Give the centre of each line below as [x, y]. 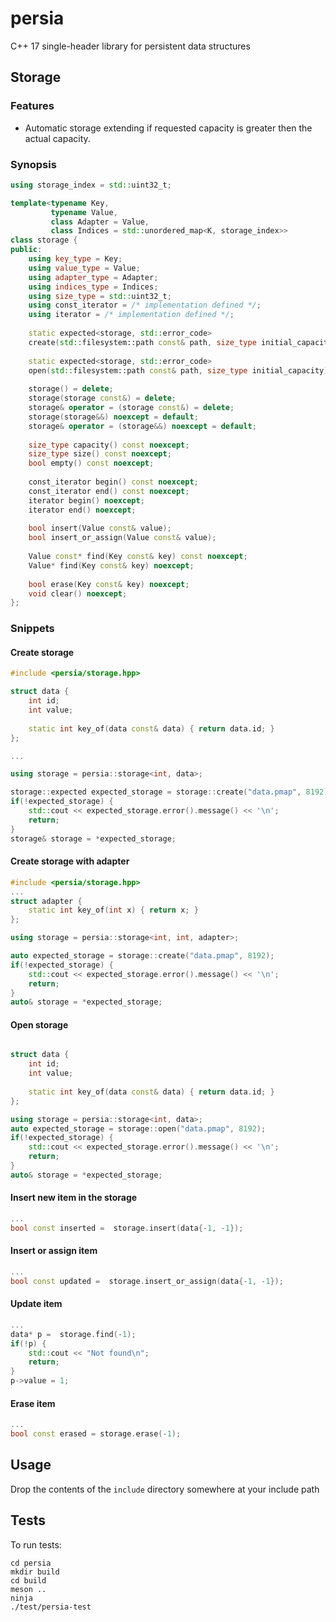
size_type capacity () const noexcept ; [109, 445]
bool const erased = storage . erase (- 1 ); [96, 1434]
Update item [36, 1304]
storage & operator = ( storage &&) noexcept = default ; [142, 426]
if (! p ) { [28, 1343]
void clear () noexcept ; [78, 593]
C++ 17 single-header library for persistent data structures [130, 46]
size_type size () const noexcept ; [100, 454]
